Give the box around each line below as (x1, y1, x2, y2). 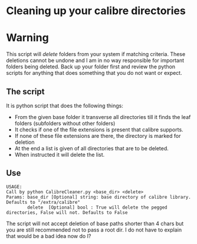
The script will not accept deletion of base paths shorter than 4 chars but (6, 220, 184, 227)
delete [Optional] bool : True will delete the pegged (27, 205, 168, 210)
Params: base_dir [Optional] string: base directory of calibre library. (6, 194, 192, 200)
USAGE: (6, 184, 22, 190)
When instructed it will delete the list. (14, 151, 105, 158)
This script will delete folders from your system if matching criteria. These (6, 51, 186, 58)
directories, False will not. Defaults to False (6, 209, 128, 216)
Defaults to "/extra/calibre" (6, 199, 81, 205)
